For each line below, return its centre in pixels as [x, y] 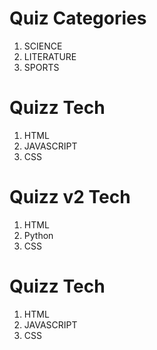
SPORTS [41, 67]
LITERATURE [50, 56]
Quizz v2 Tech [70, 197]
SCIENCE [43, 46]
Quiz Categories [78, 18]
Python [38, 235]
